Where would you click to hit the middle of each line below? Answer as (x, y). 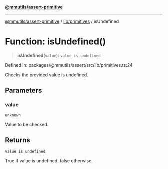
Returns (18, 140)
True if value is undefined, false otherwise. (49, 161)
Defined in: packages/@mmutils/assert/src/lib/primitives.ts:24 (69, 65)
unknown (13, 115)
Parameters (24, 91)
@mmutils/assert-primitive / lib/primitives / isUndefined (62, 21)
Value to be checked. (27, 124)
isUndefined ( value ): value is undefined (59, 55)
